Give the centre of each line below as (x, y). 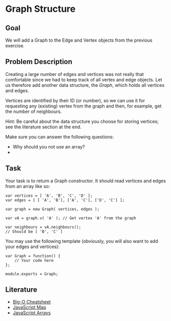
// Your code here (34, 260)
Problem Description (39, 62)
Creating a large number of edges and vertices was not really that (75, 74)
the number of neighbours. (34, 111)
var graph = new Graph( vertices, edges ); (52, 209)
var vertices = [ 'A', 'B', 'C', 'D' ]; (49, 196)
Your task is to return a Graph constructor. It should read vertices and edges (86, 181)
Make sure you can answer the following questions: (60, 137)
